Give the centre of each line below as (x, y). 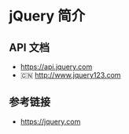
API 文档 (29, 47)
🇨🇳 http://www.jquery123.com (70, 75)
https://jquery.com (50, 121)
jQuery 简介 (47, 16)
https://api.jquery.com (56, 67)
